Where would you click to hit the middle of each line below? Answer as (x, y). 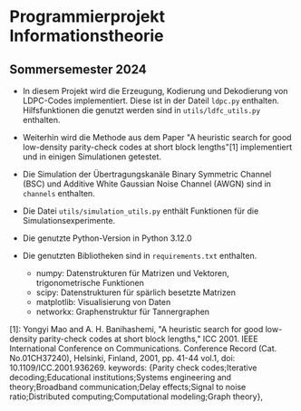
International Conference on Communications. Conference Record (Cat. (143, 349)
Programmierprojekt (87, 17)
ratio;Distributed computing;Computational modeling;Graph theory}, (136, 397)
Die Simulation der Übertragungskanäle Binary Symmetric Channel (147, 174)
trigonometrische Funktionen (90, 283)
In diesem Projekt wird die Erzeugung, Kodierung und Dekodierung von (155, 91)
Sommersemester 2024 (78, 69)
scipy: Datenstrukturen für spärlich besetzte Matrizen (136, 292)
